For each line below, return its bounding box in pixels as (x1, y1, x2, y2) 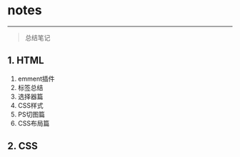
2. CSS (7, 140, 38, 152)
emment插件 (17, 74, 55, 83)
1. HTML (7, 54, 44, 66)
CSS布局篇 (17, 118, 50, 127)
